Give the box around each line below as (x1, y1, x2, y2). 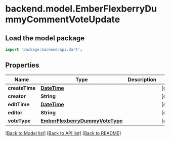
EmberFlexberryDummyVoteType (40, 117, 123, 124)
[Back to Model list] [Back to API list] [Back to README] (5, 130, 121, 136)
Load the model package (5, 34, 85, 42)
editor (8, 109, 23, 116)
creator (8, 93, 26, 100)
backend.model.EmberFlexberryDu (5, 3, 157, 15)
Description (127, 76, 157, 83)
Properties (5, 61, 39, 69)
